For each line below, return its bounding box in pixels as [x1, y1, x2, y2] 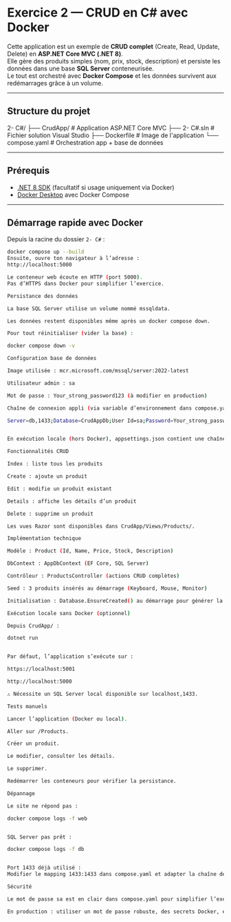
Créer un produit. [7, 740, 60, 748]
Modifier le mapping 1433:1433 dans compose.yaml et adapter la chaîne [7, 871, 217, 878]
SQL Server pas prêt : [7, 833, 72, 841]
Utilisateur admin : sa [7, 379, 76, 387]
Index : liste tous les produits [7, 461, 103, 468]
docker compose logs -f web [7, 815, 88, 822]
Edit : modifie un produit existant [7, 485, 112, 492]
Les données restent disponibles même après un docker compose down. [7, 317, 211, 325]
